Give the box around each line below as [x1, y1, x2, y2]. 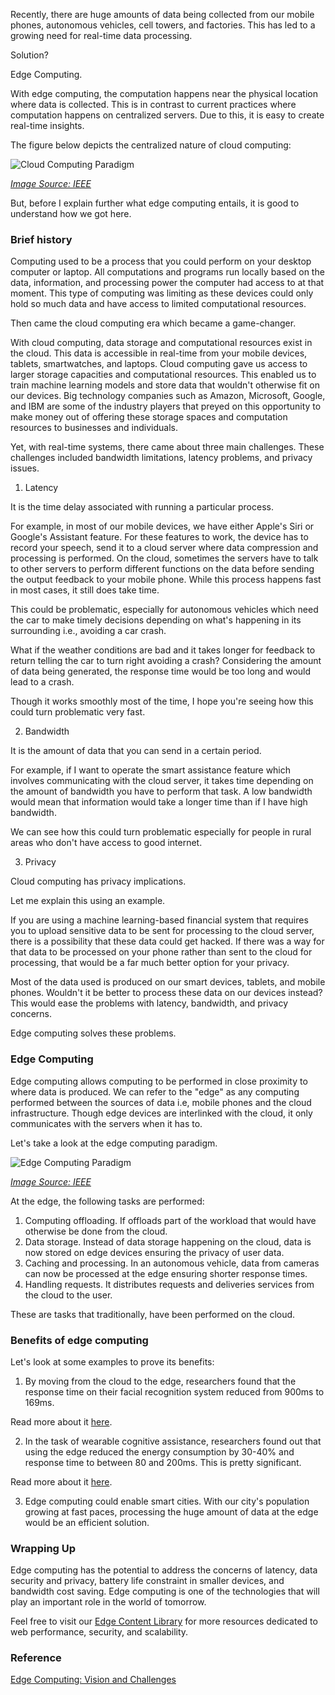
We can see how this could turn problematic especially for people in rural [10, 826, 312, 838]
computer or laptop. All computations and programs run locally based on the [10, 266, 325, 278]
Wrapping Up [10, 1541, 77, 1555]
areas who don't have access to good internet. [10, 837, 203, 849]
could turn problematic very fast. [10, 706, 146, 718]
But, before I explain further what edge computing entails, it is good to [10, 197, 300, 209]
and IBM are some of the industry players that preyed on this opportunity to [10, 400, 322, 413]
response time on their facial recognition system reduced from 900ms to [24, 1385, 325, 1398]
